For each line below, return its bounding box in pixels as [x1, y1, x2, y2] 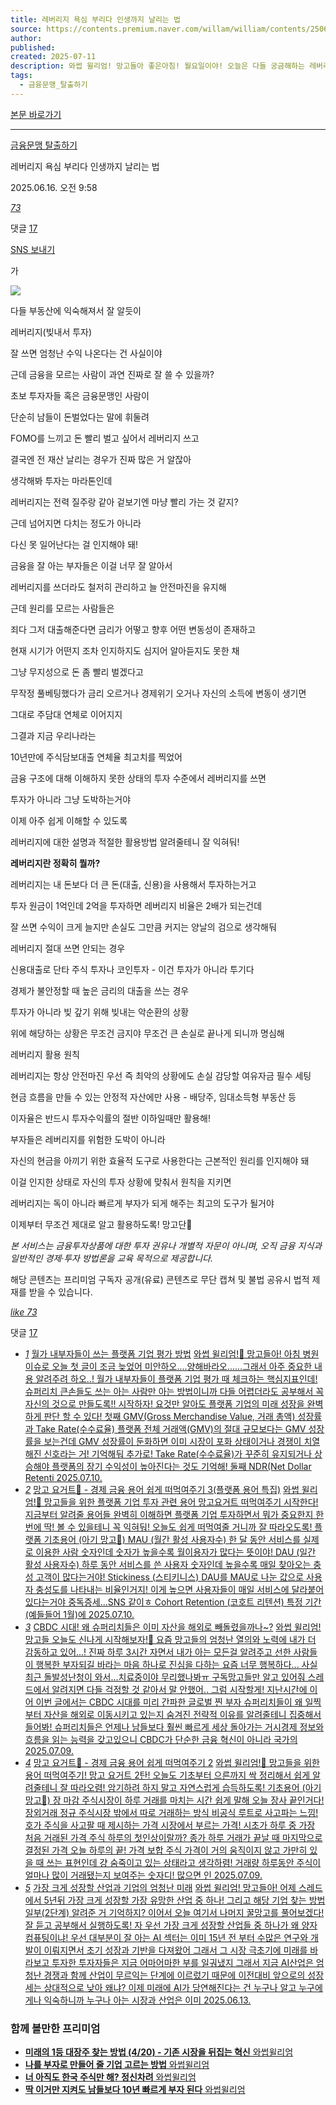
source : [10, 24, 43, 34]
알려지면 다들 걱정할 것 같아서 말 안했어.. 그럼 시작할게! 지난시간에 [51, 1683, 308, 1695]
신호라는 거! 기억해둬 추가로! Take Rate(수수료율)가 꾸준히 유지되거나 [43, 1447, 313, 1460]
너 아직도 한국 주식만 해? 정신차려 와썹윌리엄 [24, 2071, 197, 2083]
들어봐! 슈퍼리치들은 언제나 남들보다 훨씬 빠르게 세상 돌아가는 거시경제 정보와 [24, 1721, 325, 1733]
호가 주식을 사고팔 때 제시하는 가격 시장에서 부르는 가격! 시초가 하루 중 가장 [24, 1819, 316, 1831]
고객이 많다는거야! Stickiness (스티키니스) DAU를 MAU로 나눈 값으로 [35, 1571, 305, 1583]
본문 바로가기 [10, 108, 62, 120]
